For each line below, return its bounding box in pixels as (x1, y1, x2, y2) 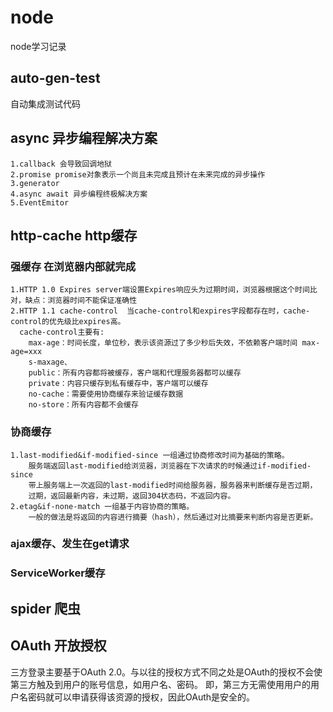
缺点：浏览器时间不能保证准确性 (24, 296, 138, 306)
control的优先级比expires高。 (10, 317, 126, 327)
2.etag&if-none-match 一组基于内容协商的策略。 (10, 501, 195, 511)
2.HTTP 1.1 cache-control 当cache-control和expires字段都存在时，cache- (10, 306, 311, 316)
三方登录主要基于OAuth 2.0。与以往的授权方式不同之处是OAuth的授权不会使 (10, 666, 323, 678)
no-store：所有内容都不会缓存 (28, 400, 139, 410)
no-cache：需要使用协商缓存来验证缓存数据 (28, 389, 184, 400)
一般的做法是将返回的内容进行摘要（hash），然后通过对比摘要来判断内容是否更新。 (28, 512, 318, 522)
